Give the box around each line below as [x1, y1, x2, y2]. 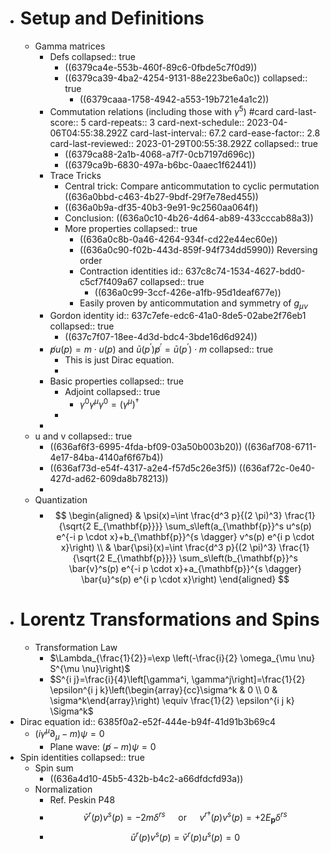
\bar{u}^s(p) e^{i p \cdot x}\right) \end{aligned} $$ [81, 573, 290, 585]
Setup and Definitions [19, 7, 205, 30]
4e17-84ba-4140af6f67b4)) [49, 451, 164, 463]
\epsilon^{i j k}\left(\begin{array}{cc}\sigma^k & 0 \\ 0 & [49, 683, 278, 696]
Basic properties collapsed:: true [49, 375, 184, 387]
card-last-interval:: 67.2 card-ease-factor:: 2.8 [129, 127, 321, 139]
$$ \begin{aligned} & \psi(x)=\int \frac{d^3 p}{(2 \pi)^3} [54, 509, 283, 521]
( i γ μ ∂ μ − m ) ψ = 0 [34, 726, 105, 742]
